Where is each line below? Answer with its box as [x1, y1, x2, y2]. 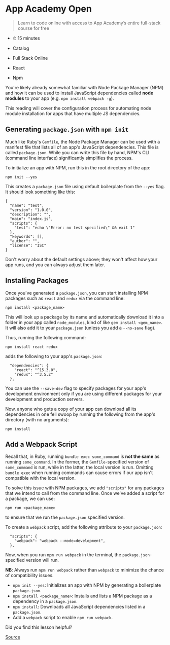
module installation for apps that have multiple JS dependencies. [5, 110, 141, 117]
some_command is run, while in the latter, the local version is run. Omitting [5, 464, 154, 471]
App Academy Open [5, 3, 92, 15]
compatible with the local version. [5, 475, 76, 481]
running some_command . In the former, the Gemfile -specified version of [5, 459, 149, 465]
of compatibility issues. [5, 572, 54, 579]
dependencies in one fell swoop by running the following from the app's [5, 411, 156, 417]
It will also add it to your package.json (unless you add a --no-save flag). [5, 325, 156, 331]
